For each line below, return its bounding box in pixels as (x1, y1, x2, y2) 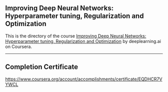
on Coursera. (5, 43, 32, 49)
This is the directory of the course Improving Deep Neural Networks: (5, 32, 146, 39)
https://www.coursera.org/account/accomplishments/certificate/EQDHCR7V (5, 76, 162, 82)
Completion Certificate (5, 62, 78, 71)
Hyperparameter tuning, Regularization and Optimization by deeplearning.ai (5, 38, 161, 44)
